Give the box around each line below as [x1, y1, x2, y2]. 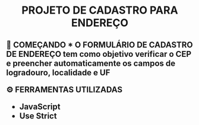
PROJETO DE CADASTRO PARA [21, 4, 178, 17]
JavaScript [19, 101, 61, 111]
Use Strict [19, 111, 58, 121]
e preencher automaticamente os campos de [6, 58, 176, 68]
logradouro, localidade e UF [6, 68, 110, 78]
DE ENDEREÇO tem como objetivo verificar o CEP [6, 49, 192, 59]
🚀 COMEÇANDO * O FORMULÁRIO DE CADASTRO [6, 40, 193, 50]
